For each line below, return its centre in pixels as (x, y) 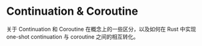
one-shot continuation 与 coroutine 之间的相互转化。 (73, 36)
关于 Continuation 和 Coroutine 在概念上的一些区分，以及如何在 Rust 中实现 (101, 29)
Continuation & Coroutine (72, 11)
